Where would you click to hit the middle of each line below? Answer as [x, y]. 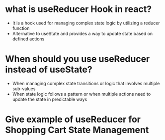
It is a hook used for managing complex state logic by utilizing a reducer [86, 23]
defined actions [28, 39]
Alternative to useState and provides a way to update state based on [82, 33]
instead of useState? [49, 70]
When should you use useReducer [78, 59]
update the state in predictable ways [50, 99]
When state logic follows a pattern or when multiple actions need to [82, 94]
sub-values [24, 89]
